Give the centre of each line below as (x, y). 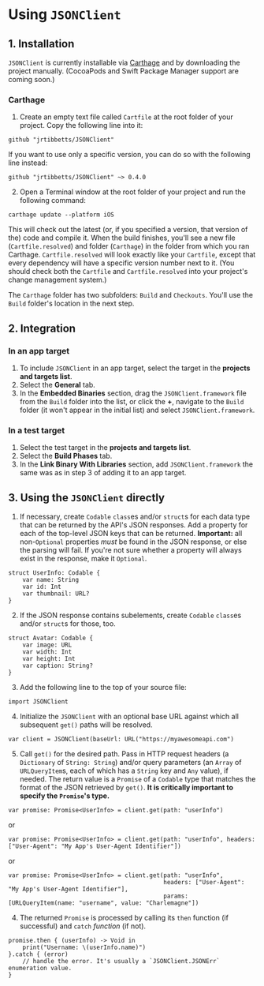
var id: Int (42, 587)
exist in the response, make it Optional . (83, 559)
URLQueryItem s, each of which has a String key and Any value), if (124, 770)
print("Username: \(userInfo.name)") (84, 948)
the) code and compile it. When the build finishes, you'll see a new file (122, 238)
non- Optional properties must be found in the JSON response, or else (133, 542)
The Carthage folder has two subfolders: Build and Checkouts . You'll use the (131, 295)
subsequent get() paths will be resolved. (86, 725)
